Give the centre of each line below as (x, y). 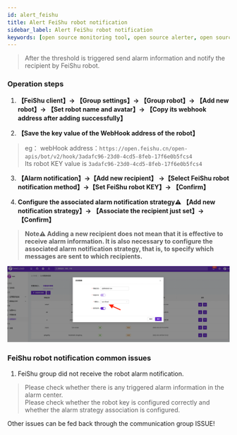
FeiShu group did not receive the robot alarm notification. (101, 374)
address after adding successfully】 (72, 118)
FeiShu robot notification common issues (79, 358)
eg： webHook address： (62, 148)
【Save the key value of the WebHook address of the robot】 (108, 133)
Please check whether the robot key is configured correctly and (117, 402)
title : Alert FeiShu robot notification (68, 22)
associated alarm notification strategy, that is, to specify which (119, 249)
